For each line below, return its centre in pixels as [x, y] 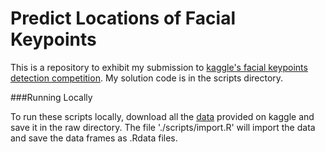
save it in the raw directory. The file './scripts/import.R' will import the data [163, 127]
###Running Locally [51, 97]
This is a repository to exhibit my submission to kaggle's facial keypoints [159, 67]
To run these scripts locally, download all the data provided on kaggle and [162, 116]
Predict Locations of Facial [123, 18]
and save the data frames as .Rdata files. [94, 138]
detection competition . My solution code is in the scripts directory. [147, 78]
